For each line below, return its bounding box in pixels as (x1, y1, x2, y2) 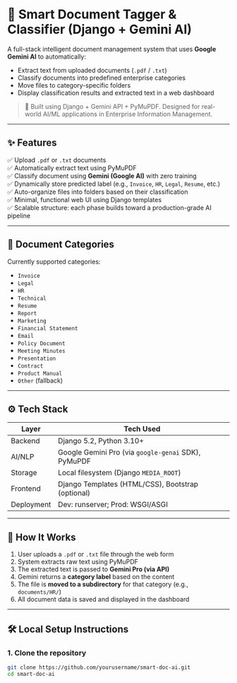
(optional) (57, 488, 90, 498)
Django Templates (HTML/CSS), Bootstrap (57, 479, 199, 489)
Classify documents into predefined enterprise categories (17, 74, 186, 82)
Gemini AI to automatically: (7, 52, 87, 61)
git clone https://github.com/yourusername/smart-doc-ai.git (7, 664, 191, 671)
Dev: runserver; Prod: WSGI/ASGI (57, 500, 168, 510)
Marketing (17, 317, 47, 325)
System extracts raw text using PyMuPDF (17, 558, 139, 566)
